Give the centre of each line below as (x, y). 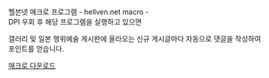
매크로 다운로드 (32, 66)
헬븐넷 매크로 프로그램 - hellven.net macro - (79, 12)
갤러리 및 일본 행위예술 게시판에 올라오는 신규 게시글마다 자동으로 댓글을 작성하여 (135, 39)
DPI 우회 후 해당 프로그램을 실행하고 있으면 (75, 22)
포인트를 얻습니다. (37, 49)
